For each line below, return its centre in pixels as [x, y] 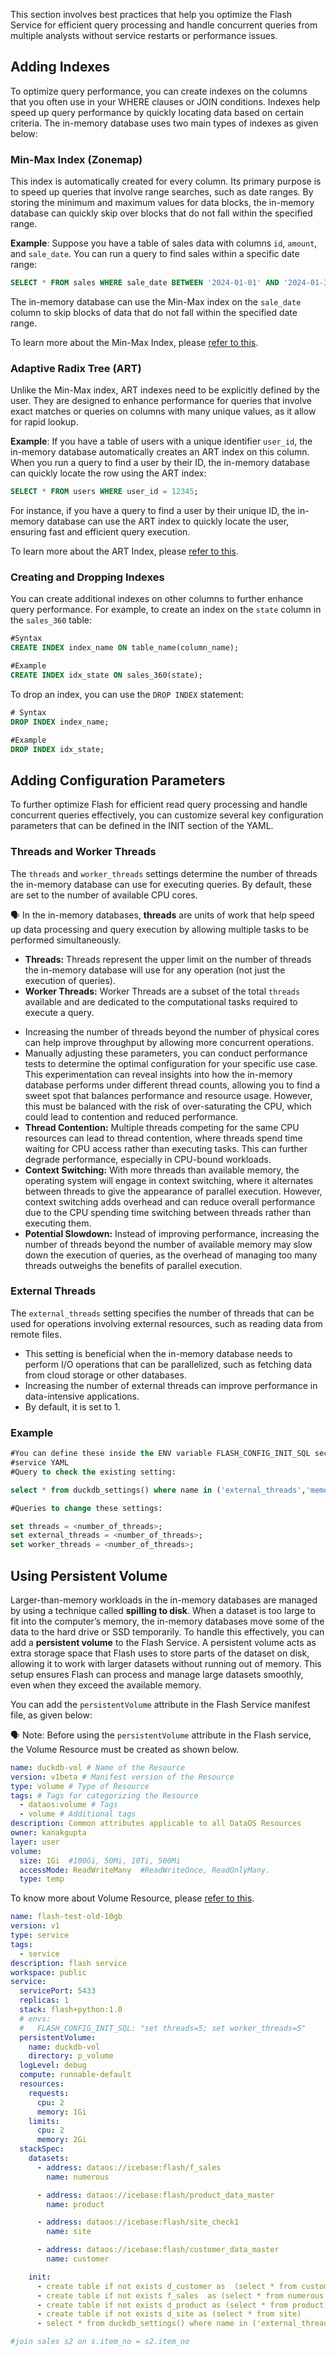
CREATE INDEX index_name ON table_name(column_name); [125, 648]
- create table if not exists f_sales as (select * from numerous [180, 2295]
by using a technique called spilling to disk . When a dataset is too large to [163, 1610]
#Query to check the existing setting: [93, 1472]
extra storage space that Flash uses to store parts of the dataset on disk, [160, 1653]
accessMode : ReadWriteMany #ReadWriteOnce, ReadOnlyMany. [145, 1870]
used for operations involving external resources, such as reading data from [166, 1323]
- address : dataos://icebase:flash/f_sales [129, 2167]
